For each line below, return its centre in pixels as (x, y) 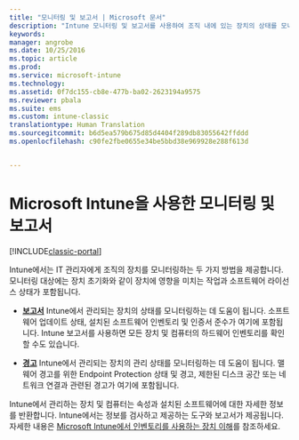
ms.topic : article (43, 59)
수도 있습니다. (56, 344)
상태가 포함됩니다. (49, 292)
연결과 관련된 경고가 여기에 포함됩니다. (113, 385)
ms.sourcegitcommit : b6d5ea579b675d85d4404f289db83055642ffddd (129, 133)
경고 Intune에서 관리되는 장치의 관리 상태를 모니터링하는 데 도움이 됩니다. (149, 363)
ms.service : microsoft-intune (65, 76)
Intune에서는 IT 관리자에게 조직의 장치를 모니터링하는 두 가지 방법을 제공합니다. (146, 269)
